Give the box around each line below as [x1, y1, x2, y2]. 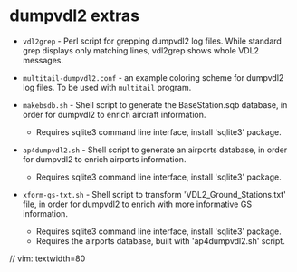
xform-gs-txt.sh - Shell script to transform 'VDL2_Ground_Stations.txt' [22, 189, 287, 199]
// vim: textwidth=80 [9, 253, 86, 264]
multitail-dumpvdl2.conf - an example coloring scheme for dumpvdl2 [22, 72, 284, 83]
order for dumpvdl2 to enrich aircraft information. [22, 109, 206, 120]
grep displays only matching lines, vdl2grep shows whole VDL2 [22, 44, 260, 55]
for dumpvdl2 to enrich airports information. [22, 153, 187, 164]
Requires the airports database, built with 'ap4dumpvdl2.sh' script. [35, 235, 285, 246]
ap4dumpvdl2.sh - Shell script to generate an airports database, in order [22, 144, 288, 155]
